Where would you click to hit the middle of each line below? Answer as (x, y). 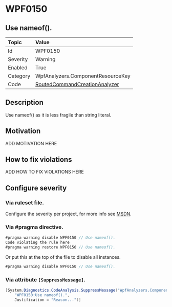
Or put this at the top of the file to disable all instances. (63, 257)
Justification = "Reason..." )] (48, 300)
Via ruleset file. (25, 202)
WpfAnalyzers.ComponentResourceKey (83, 76)
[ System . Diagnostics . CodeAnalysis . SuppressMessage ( (61, 291)
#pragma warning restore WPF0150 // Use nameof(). (60, 247)
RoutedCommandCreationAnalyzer (77, 84)
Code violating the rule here (38, 243)
